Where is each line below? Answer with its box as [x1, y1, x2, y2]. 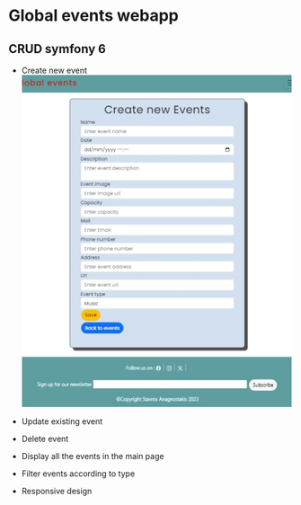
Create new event [21, 65, 87, 75]
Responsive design [21, 486, 93, 497]
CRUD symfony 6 [8, 41, 107, 57]
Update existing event [21, 416, 103, 427]
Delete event [21, 433, 69, 445]
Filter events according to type [21, 468, 136, 479]
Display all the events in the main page [21, 451, 164, 462]
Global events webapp [8, 5, 179, 26]
